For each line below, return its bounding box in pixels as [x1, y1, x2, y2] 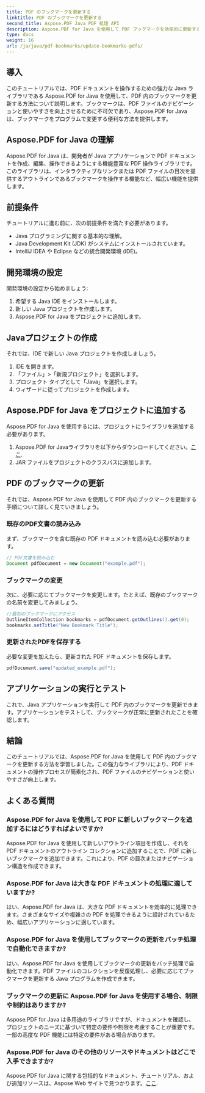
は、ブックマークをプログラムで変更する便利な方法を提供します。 [6, 115, 172, 122]
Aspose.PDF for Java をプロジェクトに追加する [6, 405, 186, 416]
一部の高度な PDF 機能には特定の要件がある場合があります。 [6, 1031, 159, 1038]
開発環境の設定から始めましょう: [6, 285, 88, 292]
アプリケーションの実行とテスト [6, 683, 127, 694]
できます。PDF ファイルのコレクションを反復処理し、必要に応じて [16, 967, 184, 975]
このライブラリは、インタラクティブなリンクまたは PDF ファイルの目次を [6, 167, 191, 175]
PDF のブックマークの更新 [6, 478, 105, 488]
